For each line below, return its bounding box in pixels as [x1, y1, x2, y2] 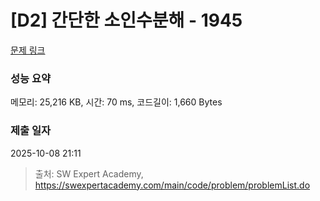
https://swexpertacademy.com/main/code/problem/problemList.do [34, 179, 311, 191]
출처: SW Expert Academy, [34, 167, 144, 180]
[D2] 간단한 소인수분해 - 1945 [10, 9, 243, 32]
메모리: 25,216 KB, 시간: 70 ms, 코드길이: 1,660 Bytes [10, 96, 223, 108]
